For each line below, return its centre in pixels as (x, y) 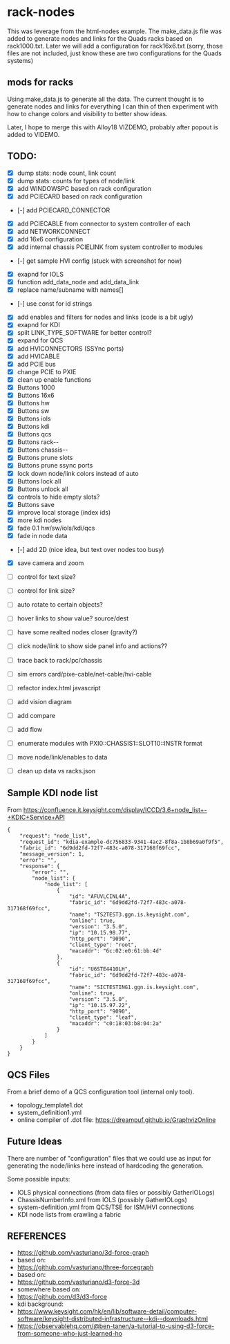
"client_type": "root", (103, 945)
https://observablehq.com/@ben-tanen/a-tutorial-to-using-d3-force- (116, 1326)
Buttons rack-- (38, 442)
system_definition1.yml (49, 1112)
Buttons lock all (39, 481)
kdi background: (40, 1304)
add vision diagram (45, 701)
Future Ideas (35, 1142)
